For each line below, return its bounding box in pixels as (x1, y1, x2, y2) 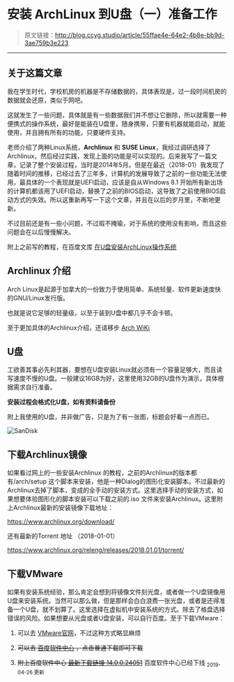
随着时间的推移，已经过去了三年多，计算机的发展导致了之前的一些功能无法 (7, 169, 221, 177)
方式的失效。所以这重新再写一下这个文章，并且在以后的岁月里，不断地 (13, 195, 214, 203)
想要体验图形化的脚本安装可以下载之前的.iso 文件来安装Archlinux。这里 (13, 495, 217, 503)
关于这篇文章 (7, 67, 63, 79)
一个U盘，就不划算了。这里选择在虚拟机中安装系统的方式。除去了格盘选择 (13, 605, 226, 614)
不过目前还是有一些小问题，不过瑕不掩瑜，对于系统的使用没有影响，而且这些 (7, 219, 227, 227)
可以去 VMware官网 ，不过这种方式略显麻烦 (17, 629, 141, 637)
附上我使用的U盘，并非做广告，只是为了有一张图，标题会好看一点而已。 (7, 413, 214, 421)
